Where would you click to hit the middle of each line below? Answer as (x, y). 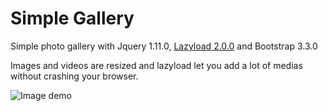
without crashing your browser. (74, 76)
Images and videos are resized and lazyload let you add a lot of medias (156, 65)
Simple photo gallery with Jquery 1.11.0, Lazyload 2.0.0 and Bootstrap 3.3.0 (164, 46)
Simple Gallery (72, 18)
